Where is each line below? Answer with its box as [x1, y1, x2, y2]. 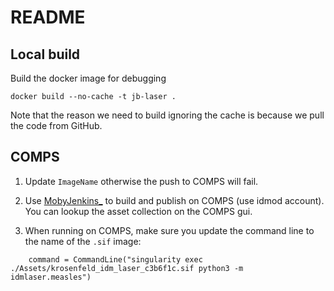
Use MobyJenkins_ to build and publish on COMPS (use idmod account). [24, 194, 325, 206]
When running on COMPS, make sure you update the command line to [24, 224, 315, 236]
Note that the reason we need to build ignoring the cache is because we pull [10, 109, 325, 121]
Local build [10, 46, 81, 63]
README [10, 6, 86, 29]
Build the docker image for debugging [10, 72, 167, 84]
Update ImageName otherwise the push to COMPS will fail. [24, 175, 259, 187]
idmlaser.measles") [10, 272, 92, 282]
